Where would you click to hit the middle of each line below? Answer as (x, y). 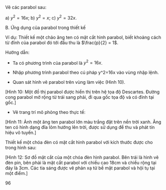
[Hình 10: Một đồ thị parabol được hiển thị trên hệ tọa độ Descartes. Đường (82, 92)
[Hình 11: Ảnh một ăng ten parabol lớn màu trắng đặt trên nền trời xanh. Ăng (83, 122)
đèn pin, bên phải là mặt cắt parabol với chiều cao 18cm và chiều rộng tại (81, 163)
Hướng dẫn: (17, 52)
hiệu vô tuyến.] (21, 133)
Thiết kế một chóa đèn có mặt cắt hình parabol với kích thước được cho (79, 142)
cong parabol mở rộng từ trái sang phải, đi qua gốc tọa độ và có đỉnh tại (80, 97)
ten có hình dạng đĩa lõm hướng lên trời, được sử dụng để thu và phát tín (80, 127)
